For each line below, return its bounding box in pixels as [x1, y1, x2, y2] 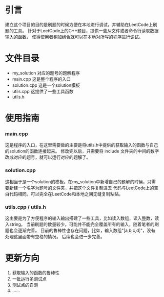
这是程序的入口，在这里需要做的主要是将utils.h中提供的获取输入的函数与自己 [5, 142, 159, 148]
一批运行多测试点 [12, 275, 47, 282]
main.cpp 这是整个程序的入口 [12, 76, 71, 82]
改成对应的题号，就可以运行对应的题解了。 [5, 154, 91, 160]
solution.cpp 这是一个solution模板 [12, 82, 81, 88]
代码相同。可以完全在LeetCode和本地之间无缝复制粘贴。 [9, 191, 123, 197]
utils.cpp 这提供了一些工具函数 [12, 88, 74, 94]
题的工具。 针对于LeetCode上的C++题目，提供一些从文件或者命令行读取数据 [5, 27, 159, 33]
